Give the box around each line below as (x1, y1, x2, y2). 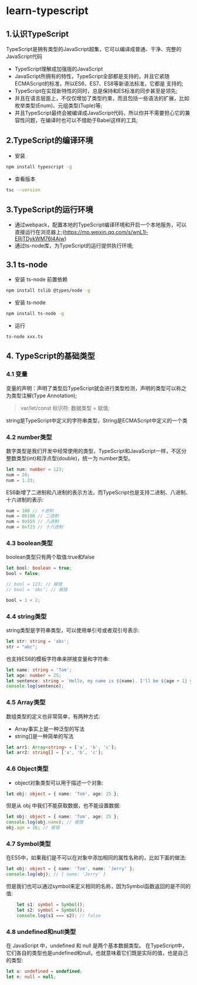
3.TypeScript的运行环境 (6, 204, 93, 215)
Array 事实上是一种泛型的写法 (14, 725, 85, 732)
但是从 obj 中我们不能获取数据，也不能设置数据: (6, 802, 121, 809)
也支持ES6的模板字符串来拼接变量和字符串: (6, 655, 110, 662)
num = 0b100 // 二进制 (6, 513, 59, 519)
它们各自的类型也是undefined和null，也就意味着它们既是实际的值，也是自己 (6, 949, 189, 957)
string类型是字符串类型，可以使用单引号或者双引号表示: (6, 627, 140, 634)
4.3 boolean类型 (6, 539, 53, 547)
